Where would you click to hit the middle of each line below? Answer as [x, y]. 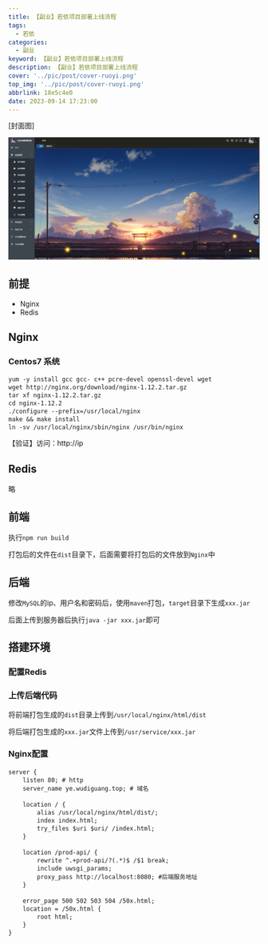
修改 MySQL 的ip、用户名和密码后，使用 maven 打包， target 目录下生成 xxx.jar [129, 602]
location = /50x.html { [62, 909]
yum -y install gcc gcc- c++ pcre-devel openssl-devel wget [110, 379]
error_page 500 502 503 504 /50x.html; [89, 901]
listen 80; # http [53, 780]
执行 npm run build [39, 537]
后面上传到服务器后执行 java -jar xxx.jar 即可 [84, 620]
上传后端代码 [33, 696]
